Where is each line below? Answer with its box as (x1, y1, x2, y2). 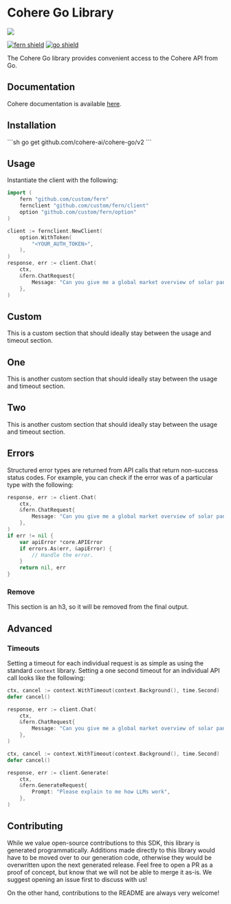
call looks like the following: (7, 674, 85, 682)
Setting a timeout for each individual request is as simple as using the (7, 659, 204, 667)
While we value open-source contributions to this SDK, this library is (7, 838, 201, 847)
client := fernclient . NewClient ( (7, 228, 103, 234)
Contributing (7, 821, 63, 832)
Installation (7, 119, 56, 132)
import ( (7, 190, 32, 197)
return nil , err (19, 564, 67, 572)
